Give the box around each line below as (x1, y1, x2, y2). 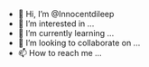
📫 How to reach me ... (17, 48, 102, 58)
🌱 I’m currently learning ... (17, 28, 115, 38)
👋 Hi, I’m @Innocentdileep (17, 9, 115, 19)
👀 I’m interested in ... (17, 18, 95, 29)
